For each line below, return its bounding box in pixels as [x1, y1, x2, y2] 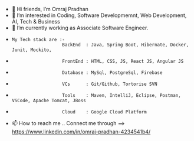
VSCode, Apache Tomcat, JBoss [11, 98, 87, 103]
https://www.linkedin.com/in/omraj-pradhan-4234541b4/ [11, 128, 151, 135]
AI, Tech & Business [11, 18, 60, 25]
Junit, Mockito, [11, 47, 52, 53]
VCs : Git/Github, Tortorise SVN [61, 81, 157, 87]
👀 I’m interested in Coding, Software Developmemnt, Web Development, [11, 12, 187, 19]
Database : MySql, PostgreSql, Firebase [61, 70, 163, 76]
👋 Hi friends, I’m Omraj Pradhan [11, 6, 88, 12]
